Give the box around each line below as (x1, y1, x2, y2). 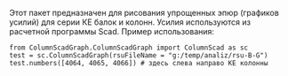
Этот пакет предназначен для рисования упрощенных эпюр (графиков (9, 8, 280, 18)
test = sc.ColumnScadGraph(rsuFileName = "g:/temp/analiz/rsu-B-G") (9, 51, 268, 60)
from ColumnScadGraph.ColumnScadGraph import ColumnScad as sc (9, 43, 249, 52)
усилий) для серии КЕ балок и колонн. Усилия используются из (9, 17, 252, 27)
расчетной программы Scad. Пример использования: (9, 27, 215, 36)
